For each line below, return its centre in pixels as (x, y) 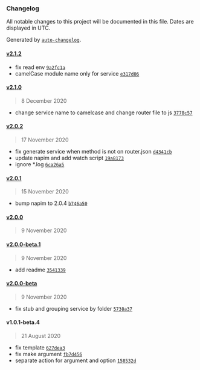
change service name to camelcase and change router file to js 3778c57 (104, 112)
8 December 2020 (44, 100)
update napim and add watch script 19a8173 (69, 158)
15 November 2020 (45, 192)
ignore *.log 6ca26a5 (40, 164)
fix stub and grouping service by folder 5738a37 (74, 308)
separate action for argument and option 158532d (76, 360)
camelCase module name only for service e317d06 (77, 73)
